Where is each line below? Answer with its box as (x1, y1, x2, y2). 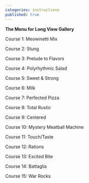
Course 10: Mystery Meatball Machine (5, 124, 84, 130)
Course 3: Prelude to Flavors (5, 55, 64, 61)
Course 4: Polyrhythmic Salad (5, 65, 67, 71)
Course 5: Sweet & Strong (5, 75, 59, 81)
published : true (5, 12, 39, 17)
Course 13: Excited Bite (5, 153, 53, 159)
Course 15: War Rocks (5, 173, 51, 179)
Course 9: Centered (5, 114, 46, 120)
